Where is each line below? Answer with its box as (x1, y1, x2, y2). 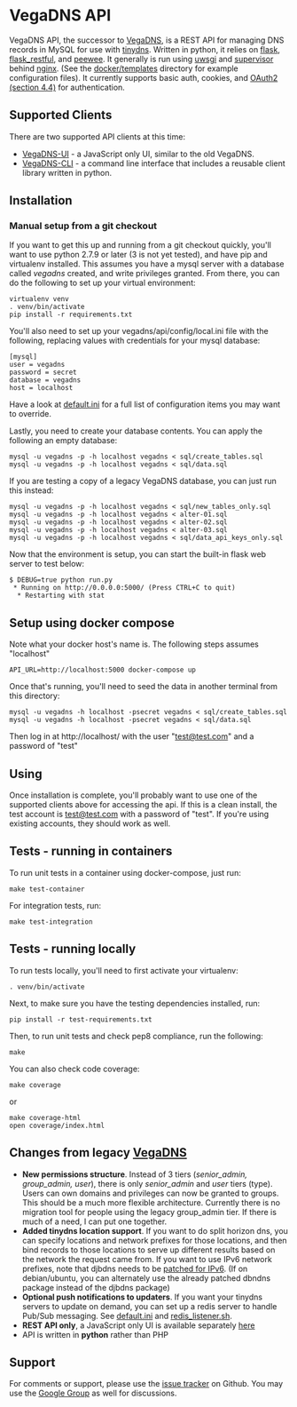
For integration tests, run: (9, 900, 102, 910)
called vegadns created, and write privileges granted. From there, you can (9, 268, 280, 279)
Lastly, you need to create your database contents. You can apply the (9, 425, 263, 436)
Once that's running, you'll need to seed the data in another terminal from (9, 681, 277, 692)
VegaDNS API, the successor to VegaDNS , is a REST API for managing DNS (9, 35, 285, 45)
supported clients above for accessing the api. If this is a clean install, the (9, 799, 277, 810)
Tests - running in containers (9, 844, 173, 859)
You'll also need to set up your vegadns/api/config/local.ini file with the (9, 326, 269, 337)
